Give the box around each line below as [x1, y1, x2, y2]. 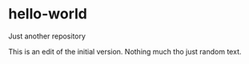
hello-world [8, 5, 88, 23]
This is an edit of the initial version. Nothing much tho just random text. [8, 46, 242, 56]
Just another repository [8, 31, 86, 41]
